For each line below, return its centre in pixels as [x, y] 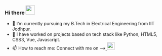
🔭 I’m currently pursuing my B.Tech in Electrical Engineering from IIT [83, 24]
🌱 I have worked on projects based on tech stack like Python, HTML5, [85, 34]
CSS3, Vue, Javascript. [36, 40]
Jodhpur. [22, 29]
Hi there [15, 13]
